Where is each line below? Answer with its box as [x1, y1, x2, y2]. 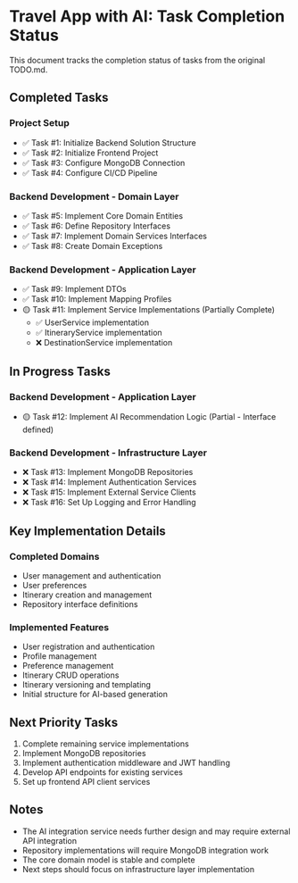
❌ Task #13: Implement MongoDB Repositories [21, 467, 194, 478]
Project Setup [9, 117, 70, 129]
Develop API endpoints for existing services [21, 767, 183, 778]
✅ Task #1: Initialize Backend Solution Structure [21, 137, 196, 148]
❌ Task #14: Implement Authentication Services [21, 477, 197, 487]
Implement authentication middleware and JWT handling [21, 757, 230, 768]
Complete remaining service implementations [21, 738, 189, 749]
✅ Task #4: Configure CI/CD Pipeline [21, 167, 158, 178]
